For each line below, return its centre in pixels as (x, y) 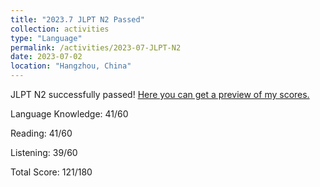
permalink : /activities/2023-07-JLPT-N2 (96, 47)
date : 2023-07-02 (46, 57)
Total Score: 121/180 (51, 172)
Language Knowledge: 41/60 (69, 114)
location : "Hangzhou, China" (71, 66)
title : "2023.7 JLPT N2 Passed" (77, 19)
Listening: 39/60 (44, 152)
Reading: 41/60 (41, 133)
